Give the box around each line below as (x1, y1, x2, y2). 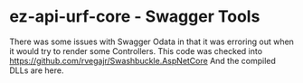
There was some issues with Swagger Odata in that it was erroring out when (9, 36, 294, 47)
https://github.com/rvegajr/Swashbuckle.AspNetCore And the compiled (9, 55, 276, 66)
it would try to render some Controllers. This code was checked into (9, 45, 263, 56)
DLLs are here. (9, 65, 64, 76)
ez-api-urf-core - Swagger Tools (9, 6, 260, 27)
